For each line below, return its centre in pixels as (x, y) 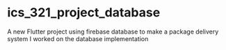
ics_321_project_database (84, 13)
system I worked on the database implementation (78, 38)
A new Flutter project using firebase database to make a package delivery (113, 32)
